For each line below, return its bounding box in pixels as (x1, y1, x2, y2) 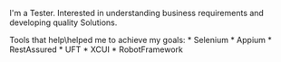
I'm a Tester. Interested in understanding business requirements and (9, 8, 265, 18)
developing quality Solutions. (9, 17, 118, 28)
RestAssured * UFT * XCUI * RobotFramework (9, 44, 183, 55)
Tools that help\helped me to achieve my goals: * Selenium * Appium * (9, 35, 272, 45)
